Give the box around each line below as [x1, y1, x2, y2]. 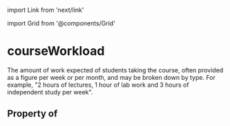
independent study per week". [7, 87, 93, 96]
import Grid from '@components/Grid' [7, 19, 116, 27]
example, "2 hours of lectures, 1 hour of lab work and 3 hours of [7, 81, 189, 89]
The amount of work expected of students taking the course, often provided [7, 65, 224, 74]
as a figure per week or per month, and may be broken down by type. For [7, 73, 216, 81]
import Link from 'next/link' [7, 6, 84, 14]
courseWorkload [7, 43, 105, 59]
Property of [7, 108, 58, 120]
